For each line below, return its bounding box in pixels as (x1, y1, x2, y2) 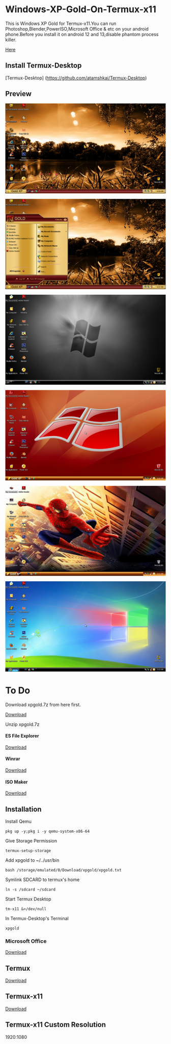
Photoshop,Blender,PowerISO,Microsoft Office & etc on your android (5, 25, 149, 32)
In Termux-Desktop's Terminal (5, 915, 69, 921)
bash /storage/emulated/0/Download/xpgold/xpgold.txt (5, 867, 122, 872)
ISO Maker (5, 779, 28, 785)
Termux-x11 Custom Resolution (5, 1021, 106, 1029)
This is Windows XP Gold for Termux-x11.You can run (5, 20, 117, 26)
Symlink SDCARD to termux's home (5, 877, 80, 883)
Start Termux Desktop (5, 896, 51, 902)
